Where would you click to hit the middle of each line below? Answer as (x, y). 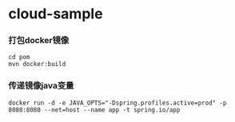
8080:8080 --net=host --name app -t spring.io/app (94, 110)
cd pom (19, 57)
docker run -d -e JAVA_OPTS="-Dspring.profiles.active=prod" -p (117, 103)
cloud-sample (56, 14)
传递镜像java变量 (41, 86)
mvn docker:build (37, 65)
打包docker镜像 (39, 41)
